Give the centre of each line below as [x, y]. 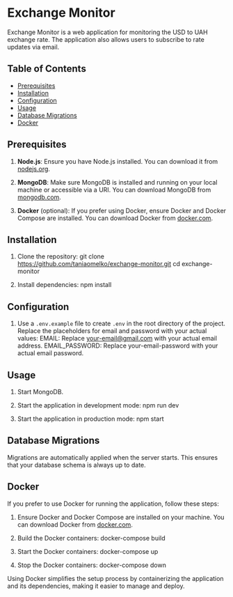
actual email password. [50, 353]
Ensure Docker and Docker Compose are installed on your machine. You [121, 517]
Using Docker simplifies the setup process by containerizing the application [115, 578]
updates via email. [33, 47]
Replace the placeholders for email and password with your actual [112, 331]
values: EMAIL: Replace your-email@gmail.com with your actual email [117, 339]
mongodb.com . [39, 197]
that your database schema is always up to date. [77, 465]
